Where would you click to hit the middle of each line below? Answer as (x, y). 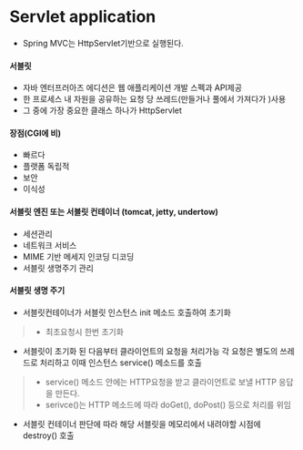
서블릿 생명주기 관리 (58, 268)
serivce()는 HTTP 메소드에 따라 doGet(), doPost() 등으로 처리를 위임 (168, 404)
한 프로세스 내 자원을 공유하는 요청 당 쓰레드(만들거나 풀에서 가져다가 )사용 (154, 99)
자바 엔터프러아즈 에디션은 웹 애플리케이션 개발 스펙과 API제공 (132, 87)
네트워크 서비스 (50, 245)
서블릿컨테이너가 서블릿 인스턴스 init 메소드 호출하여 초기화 (127, 312)
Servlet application (83, 17)
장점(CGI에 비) (35, 133)
